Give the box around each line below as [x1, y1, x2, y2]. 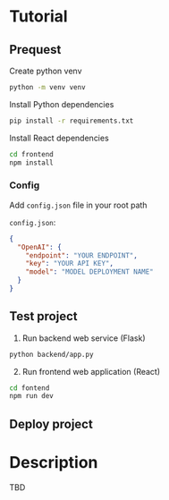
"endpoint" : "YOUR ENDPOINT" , [25, 250, 139, 260]
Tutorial [9, 6, 69, 27]
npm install [9, 158, 54, 167]
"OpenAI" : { [17, 242, 63, 251]
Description [9, 452, 98, 472]
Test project [9, 309, 78, 324]
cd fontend [9, 383, 50, 393]
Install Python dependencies [9, 98, 114, 109]
